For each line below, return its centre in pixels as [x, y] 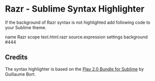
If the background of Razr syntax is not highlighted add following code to [78, 22]
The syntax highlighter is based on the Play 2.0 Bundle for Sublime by [75, 69]
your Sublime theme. [26, 27]
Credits [16, 57]
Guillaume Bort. [21, 74]
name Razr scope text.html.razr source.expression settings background [76, 37]
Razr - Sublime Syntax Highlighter [75, 9]
